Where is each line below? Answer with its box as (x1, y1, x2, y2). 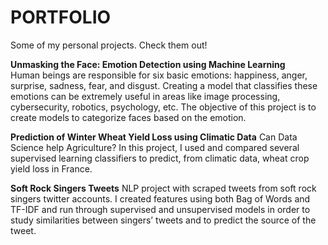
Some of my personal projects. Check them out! (10, 39, 208, 51)
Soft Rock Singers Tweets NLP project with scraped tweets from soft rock (10, 182, 317, 194)
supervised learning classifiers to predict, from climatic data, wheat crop (10, 152, 310, 164)
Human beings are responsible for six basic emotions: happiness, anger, (10, 69, 308, 81)
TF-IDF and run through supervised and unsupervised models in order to (10, 203, 311, 215)
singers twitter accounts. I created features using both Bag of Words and (10, 192, 311, 205)
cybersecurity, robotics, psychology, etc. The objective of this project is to (10, 101, 317, 113)
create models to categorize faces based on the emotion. (10, 111, 247, 123)
